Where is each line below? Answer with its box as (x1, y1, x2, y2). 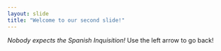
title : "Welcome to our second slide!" (7, 17, 125, 24)
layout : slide (7, 10, 50, 17)
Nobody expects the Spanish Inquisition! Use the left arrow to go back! (7, 36, 214, 44)
